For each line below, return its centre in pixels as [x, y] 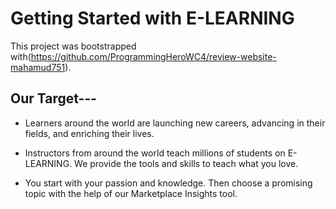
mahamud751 [38, 67]
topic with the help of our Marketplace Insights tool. [131, 193]
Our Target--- [54, 98]
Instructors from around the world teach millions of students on [155, 153]
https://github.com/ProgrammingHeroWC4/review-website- [153, 56]
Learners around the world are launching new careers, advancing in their [175, 123]
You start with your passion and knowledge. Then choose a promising [168, 183]
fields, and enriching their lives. [89, 133]
